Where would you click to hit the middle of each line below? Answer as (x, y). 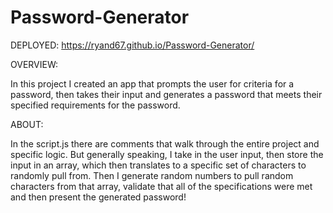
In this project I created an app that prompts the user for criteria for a (152, 83)
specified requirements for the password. (95, 105)
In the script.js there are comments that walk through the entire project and (165, 143)
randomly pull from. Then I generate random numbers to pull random (152, 175)
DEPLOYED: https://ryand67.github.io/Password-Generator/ (132, 45)
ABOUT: (27, 124)
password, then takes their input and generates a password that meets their (166, 94)
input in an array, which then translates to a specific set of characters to (158, 165)
